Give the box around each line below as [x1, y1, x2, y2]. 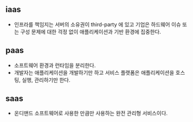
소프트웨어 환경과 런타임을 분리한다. [13, 61, 96, 69]
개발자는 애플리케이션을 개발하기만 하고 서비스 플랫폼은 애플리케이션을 [13, 69, 174, 76]
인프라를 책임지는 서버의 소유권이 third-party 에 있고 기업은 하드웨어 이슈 [13, 20, 181, 28]
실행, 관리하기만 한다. [22, 76, 71, 83]
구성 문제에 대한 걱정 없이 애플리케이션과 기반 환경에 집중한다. [20, 28, 161, 35]
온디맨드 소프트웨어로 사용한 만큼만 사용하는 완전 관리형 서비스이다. [13, 110, 168, 117]
